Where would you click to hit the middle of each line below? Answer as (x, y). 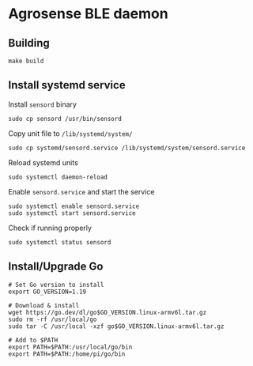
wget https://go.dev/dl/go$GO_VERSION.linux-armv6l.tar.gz (108, 312)
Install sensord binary (43, 104)
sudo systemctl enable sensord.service (74, 206)
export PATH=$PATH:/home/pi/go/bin (67, 354)
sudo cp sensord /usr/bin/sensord (65, 119)
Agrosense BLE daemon (88, 14)
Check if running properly (50, 228)
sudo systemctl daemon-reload (58, 177)
